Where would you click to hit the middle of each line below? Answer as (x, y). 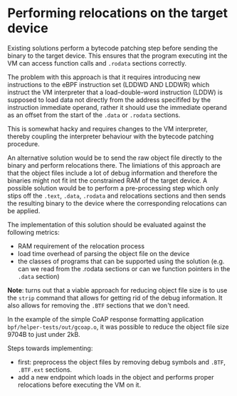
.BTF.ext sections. (45, 370)
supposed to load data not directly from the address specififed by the (109, 100)
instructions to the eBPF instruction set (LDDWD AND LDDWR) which (109, 84)
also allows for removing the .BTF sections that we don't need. (99, 305)
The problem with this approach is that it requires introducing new (104, 77)
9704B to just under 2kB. (44, 334)
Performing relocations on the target (117, 13)
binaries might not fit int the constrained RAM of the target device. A (107, 181)
